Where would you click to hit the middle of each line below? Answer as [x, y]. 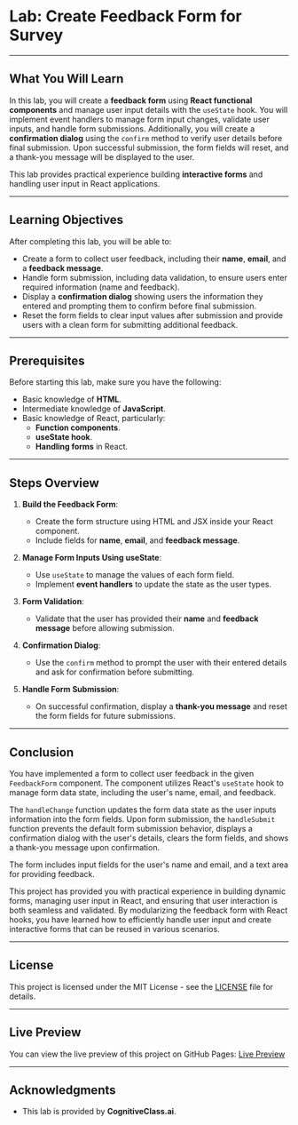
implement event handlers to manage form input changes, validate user [140, 119]
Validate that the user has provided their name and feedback [147, 618]
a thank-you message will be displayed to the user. [102, 156]
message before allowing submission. [105, 628]
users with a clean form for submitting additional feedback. [130, 324]
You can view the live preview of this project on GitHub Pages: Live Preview [147, 1054]
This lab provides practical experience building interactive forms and [136, 174]
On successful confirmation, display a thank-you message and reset [161, 706]
